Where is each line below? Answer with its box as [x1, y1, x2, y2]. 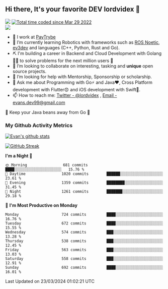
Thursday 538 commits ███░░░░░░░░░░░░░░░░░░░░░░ [5, 239, 163, 244]
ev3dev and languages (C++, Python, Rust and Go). [12, 44, 120, 50]
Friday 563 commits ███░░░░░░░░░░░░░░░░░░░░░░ [5, 248, 163, 253]
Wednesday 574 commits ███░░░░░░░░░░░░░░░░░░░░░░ [5, 230, 163, 235]
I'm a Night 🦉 [5, 153, 33, 159]
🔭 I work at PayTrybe [12, 34, 56, 40]
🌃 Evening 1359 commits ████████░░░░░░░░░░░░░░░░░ [5, 180, 163, 186]
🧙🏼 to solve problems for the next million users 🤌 [12, 57, 114, 64]
